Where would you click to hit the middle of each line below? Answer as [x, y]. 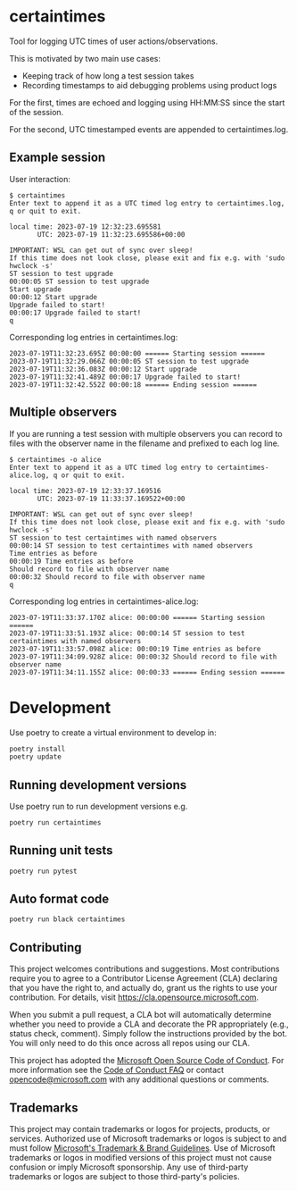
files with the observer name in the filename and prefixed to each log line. [144, 443]
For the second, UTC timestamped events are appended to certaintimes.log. [149, 129]
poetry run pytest [43, 871]
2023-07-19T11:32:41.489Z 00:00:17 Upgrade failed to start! [125, 377]
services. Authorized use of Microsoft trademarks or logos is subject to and [148, 1138]
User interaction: [40, 179]
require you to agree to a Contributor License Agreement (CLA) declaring [144, 978]
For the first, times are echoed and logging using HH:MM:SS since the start [147, 102]
